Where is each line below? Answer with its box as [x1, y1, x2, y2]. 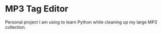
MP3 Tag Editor [5, 3, 68, 14]
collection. [5, 24, 26, 30]
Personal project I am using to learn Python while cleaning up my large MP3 [5, 19, 158, 25]
